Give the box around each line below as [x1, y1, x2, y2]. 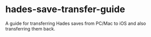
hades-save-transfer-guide [5, 4, 125, 15]
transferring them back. [5, 25, 55, 31]
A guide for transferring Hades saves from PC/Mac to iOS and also [5, 20, 146, 26]
